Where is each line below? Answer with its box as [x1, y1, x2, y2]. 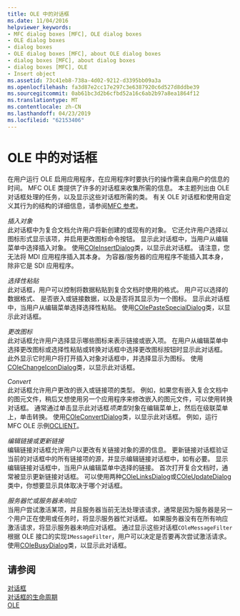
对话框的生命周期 [7, 593, 58, 602]
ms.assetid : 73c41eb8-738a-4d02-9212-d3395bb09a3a [7, 76, 161, 84]
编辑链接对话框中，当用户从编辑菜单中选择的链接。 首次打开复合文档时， [7, 463, 222, 472]
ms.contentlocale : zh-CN [7, 103, 81, 111]
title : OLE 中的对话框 [7, 10, 70, 18]
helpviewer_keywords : [7, 24, 72, 31]
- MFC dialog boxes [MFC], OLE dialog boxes [7, 30, 142, 38]
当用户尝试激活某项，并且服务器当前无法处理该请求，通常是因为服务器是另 [7, 505, 226, 514]
